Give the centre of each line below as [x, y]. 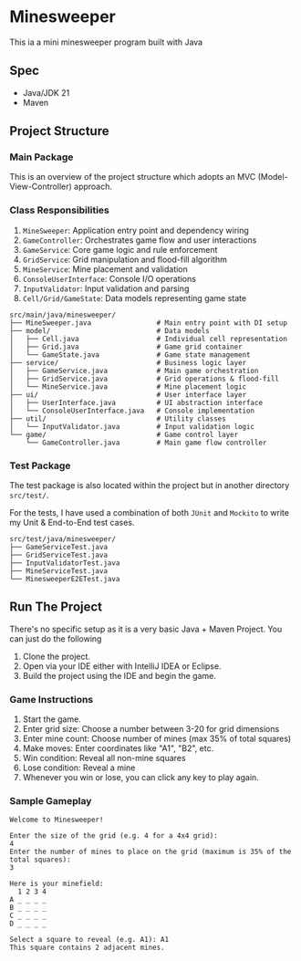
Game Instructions [52, 699]
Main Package [42, 157]
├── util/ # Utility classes [118, 418]
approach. [93, 187]
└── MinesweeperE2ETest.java [65, 580]
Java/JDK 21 [46, 92]
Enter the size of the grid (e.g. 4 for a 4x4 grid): [114, 836]
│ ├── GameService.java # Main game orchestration [134, 371]
